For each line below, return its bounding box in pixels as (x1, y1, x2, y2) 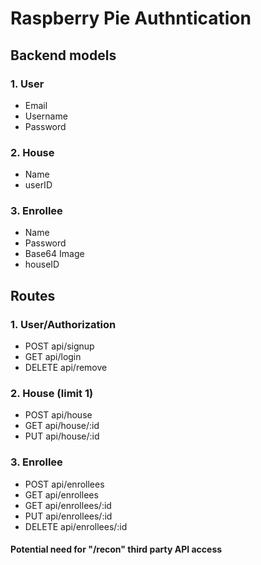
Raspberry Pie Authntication (10, 7, 252, 30)
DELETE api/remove (24, 362, 108, 374)
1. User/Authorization (10, 317, 117, 331)
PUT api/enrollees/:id (24, 510, 113, 522)
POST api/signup (24, 340, 95, 352)
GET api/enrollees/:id (24, 499, 112, 511)
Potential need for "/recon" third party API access (10, 543, 223, 556)
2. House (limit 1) (10, 387, 94, 401)
